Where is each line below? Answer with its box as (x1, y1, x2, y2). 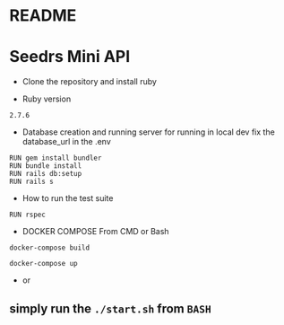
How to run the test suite (22, 193, 114, 204)
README (9, 5, 77, 26)
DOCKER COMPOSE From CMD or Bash (22, 226, 169, 237)
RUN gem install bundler (9, 154, 102, 162)
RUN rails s (9, 177, 54, 187)
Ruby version (22, 93, 72, 104)
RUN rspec (9, 210, 47, 220)
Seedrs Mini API (9, 47, 131, 67)
